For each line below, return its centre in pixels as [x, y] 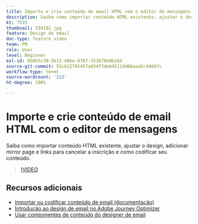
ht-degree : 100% [26, 83]
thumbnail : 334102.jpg [34, 28]
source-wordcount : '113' [37, 77]
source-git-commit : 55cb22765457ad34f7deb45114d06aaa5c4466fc [84, 66]
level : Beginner [26, 55]
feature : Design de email [38, 34]
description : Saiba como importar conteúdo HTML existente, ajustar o [95, 17]
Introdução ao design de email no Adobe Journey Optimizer [87, 208]
